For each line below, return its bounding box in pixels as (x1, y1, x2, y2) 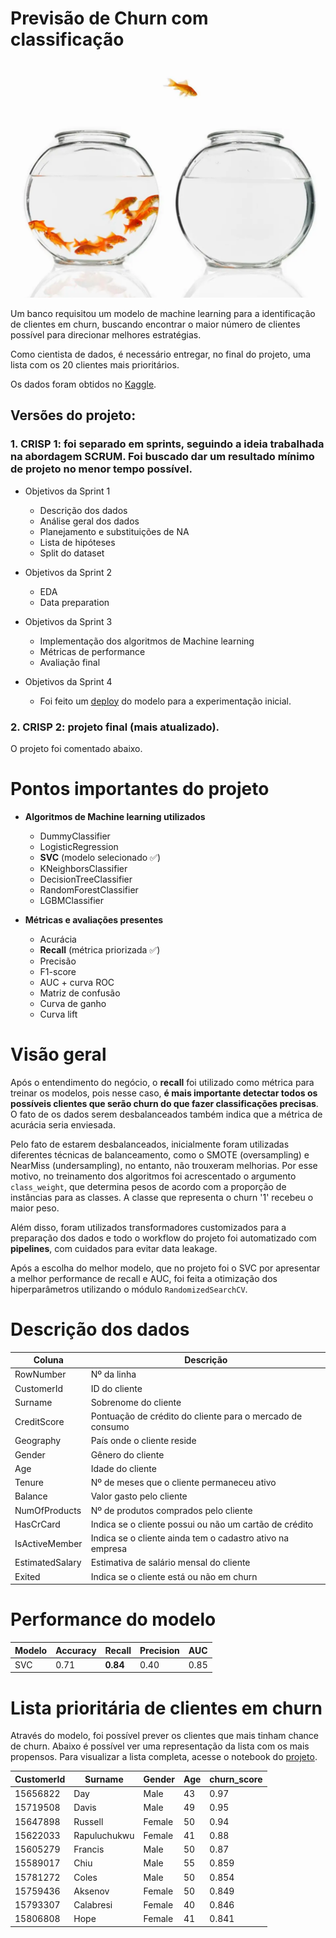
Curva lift (39, 1008, 78, 1020)
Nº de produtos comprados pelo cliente (90, 1504, 253, 1516)
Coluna (33, 1354, 64, 1366)
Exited (14, 1570, 41, 1582)
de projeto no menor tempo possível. (10, 462, 193, 476)
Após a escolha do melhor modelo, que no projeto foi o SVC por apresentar (10, 1262, 321, 1274)
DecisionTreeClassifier (39, 873, 133, 885)
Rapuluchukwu (73, 1829, 135, 1841)
